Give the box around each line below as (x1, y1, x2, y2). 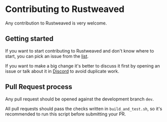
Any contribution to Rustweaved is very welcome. (5, 20, 107, 26)
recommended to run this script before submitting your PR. (5, 111, 126, 117)
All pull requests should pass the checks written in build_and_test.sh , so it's (5, 105, 163, 111)
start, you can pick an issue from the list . (5, 53, 89, 59)
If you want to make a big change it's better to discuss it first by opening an (5, 62, 161, 68)
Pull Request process (5, 82, 72, 91)
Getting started (5, 34, 54, 43)
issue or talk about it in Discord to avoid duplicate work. (5, 68, 120, 74)
